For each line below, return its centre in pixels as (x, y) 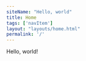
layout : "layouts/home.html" (43, 29)
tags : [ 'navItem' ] (30, 23)
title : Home (21, 18)
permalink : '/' (26, 34)
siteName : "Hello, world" (39, 12)
